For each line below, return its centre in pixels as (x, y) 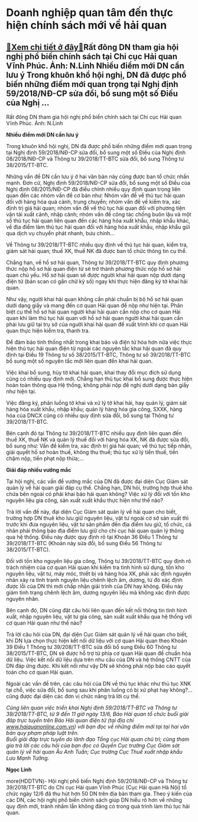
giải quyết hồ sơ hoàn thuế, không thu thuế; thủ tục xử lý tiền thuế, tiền (92, 452)
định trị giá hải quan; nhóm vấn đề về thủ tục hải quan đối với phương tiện (96, 208)
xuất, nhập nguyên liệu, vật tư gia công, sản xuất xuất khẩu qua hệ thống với (99, 617)
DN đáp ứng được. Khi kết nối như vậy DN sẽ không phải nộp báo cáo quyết (98, 666)
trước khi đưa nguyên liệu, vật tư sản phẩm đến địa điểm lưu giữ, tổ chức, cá (99, 524)
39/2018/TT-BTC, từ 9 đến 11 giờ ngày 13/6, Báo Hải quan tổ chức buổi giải (98, 714)
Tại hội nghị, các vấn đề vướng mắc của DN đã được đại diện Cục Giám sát (97, 481)
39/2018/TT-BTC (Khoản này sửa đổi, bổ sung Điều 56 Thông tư (84, 543)
